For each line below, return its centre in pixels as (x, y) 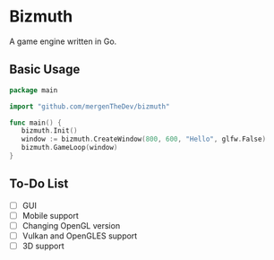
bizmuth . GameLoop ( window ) (69, 148)
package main (34, 90)
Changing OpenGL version (71, 225)
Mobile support (50, 215)
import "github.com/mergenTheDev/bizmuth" (90, 106)
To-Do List (39, 184)
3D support (43, 246)
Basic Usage (45, 69)
